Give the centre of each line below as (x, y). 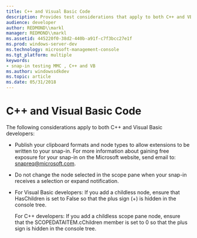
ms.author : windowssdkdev (38, 71)
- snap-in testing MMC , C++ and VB (51, 66)
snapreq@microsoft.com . (45, 163)
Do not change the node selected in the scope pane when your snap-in (101, 175)
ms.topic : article (28, 77)
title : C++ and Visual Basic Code (48, 11)
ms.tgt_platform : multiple (39, 55)
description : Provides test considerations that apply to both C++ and (95, 17)
